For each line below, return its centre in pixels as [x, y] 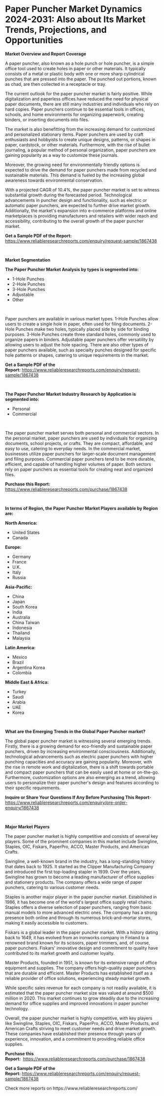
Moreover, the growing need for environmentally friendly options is [72, 165]
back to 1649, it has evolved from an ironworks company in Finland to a [77, 937]
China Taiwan [26, 622]
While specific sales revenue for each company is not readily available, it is [81, 988]
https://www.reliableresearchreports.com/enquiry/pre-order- [66, 803]
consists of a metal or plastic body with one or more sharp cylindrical [75, 73]
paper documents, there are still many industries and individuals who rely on [82, 104]
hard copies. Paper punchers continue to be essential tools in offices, [75, 109]
